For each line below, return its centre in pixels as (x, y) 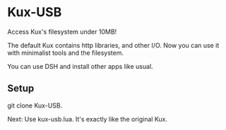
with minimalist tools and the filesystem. (65, 53)
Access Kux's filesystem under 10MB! (62, 32)
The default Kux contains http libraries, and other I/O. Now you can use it (113, 45)
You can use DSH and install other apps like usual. (80, 66)
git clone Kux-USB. (35, 105)
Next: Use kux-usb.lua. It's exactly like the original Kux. (88, 119)
